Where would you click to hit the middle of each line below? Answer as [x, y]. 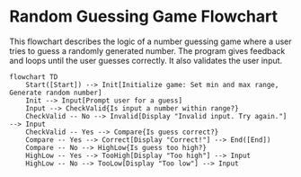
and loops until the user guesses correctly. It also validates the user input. [146, 60]
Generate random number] [56, 93]
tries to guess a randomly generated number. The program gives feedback [147, 50]
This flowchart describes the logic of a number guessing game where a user [150, 41]
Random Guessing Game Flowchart [144, 17]
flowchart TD [34, 77]
